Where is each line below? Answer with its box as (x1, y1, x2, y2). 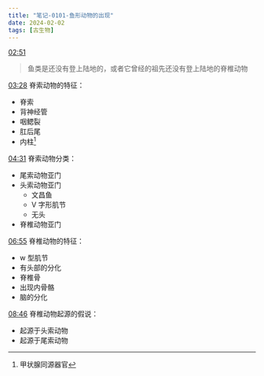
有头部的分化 (19, 263, 61, 272)
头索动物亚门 (19, 180, 61, 190)
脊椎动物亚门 (19, 219, 61, 229)
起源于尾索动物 (19, 336, 68, 345)
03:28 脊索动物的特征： (8, 80, 85, 90)
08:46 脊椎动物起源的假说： (8, 309, 99, 319)
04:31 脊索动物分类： (8, 154, 77, 164)
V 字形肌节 (31, 200, 67, 209)
